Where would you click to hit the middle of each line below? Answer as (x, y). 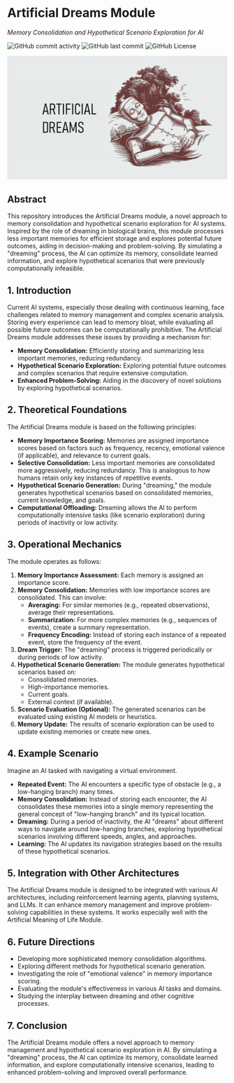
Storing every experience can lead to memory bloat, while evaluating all (110, 322)
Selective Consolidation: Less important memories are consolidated (116, 463)
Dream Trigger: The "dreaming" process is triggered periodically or (115, 650)
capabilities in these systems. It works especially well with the (119, 913)
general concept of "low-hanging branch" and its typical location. (111, 814)
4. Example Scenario (53, 754)
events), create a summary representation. (89, 627)
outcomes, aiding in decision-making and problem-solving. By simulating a (115, 246)
